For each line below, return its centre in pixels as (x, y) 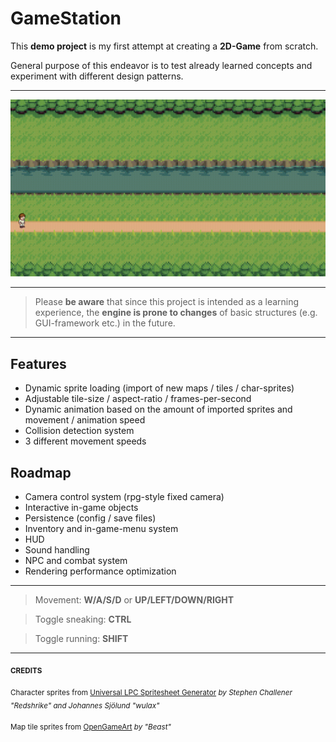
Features (38, 363)
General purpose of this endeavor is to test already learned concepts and (161, 65)
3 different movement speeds (85, 441)
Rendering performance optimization (100, 571)
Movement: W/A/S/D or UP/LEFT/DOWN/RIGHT (134, 600)
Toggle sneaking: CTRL (83, 619)
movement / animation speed (85, 420)
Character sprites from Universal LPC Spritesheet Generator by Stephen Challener (151, 692)
